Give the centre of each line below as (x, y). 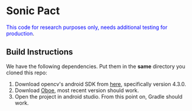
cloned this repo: (27, 73)
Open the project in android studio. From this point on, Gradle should (98, 96)
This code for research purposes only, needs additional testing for (87, 27)
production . (20, 33)
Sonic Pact (33, 11)
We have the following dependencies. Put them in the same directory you (96, 66)
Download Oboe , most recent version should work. (77, 90)
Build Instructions (40, 52)
